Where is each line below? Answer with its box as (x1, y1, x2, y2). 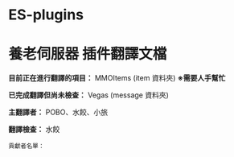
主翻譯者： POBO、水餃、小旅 (8, 107, 109, 118)
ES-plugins (8, 6, 84, 24)
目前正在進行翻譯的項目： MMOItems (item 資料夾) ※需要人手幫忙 (8, 73, 226, 83)
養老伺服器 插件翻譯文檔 (8, 45, 167, 64)
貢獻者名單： (8, 143, 45, 151)
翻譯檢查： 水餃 (8, 125, 60, 134)
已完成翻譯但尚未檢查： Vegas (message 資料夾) (8, 90, 169, 100)
